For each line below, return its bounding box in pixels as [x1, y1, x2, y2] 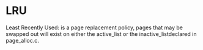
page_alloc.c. [6, 37, 39, 44]
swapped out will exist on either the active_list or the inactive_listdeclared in [6, 30, 197, 37]
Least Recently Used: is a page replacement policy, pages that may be [6, 24, 183, 31]
